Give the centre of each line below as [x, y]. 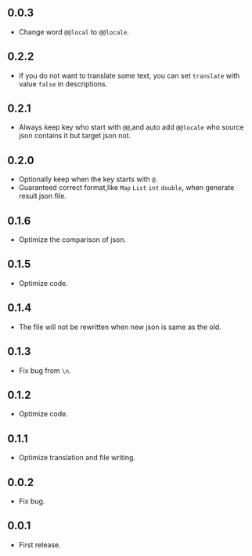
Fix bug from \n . [45, 370]
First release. [40, 544]
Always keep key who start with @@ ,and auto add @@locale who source [131, 127]
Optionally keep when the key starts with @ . [88, 179]
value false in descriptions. [63, 84]
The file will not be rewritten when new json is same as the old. [120, 327]
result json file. [43, 196]
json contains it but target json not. [75, 136]
